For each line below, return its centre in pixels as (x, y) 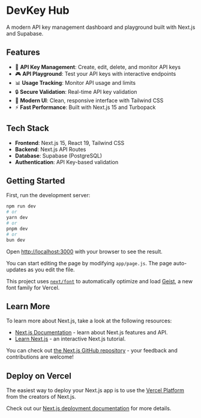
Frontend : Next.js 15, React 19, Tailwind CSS (70, 143)
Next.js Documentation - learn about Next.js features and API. (91, 333)
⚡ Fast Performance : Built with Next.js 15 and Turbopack (85, 107)
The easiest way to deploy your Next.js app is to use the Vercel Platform (95, 390)
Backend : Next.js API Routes (50, 149)
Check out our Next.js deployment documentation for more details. (89, 408)
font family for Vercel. (33, 287)
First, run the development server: (48, 195)
